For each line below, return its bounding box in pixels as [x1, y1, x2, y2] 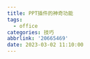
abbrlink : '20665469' [7, 35, 69, 42]
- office [13, 22, 38, 29]
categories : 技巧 [7, 28, 55, 36]
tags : [7, 16, 22, 23]
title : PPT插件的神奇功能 [7, 9, 74, 17]
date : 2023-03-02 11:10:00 [7, 41, 84, 48]
